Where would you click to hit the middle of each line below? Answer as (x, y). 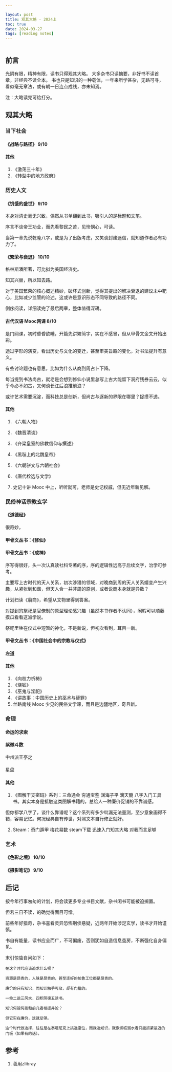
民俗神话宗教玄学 (26, 501)
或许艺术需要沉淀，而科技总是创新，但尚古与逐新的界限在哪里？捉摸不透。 (84, 397)
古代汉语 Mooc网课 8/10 (31, 321)
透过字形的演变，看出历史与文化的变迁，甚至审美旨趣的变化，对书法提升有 (84, 351)
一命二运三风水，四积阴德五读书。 (36, 998)
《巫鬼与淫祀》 (28, 691)
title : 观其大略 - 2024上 (31, 19)
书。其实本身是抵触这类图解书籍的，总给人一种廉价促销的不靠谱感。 (84, 801)
